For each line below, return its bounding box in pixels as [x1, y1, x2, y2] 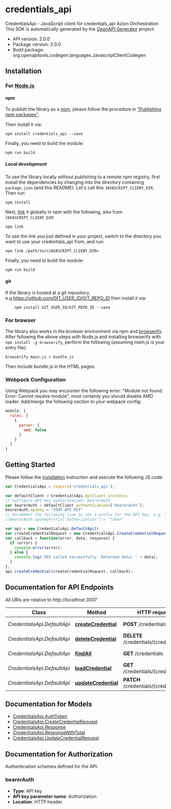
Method [87, 609, 106, 616]
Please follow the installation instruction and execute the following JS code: [5, 474, 164, 480]
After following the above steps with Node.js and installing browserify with [5, 334, 161, 340]
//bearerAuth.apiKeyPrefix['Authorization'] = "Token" [5, 517, 124, 522]
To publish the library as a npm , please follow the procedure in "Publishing [5, 106, 161, 112]
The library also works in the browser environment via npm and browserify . [5, 328, 163, 334]
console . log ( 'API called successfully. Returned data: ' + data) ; [14, 555, 158, 560]
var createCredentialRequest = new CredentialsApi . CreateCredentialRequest [5, 531, 169, 536]
